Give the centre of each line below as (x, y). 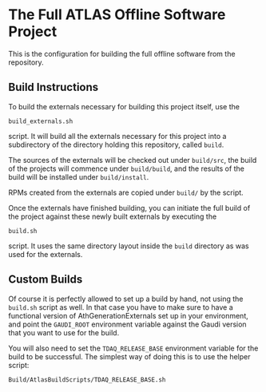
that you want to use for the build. (64, 332)
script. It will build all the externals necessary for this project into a (117, 136)
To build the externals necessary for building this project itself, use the (124, 106)
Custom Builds (46, 280)
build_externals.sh (41, 121)
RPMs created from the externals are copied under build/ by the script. (126, 192)
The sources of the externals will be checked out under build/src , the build (133, 160)
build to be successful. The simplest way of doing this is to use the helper (129, 356)
